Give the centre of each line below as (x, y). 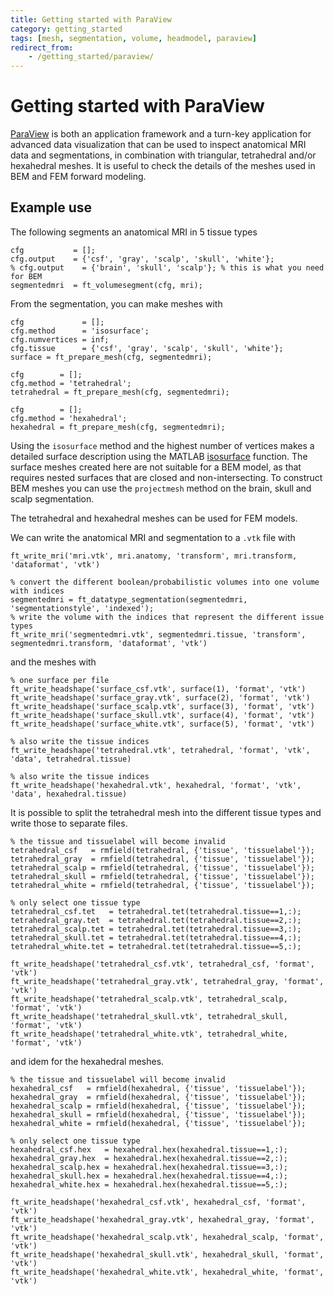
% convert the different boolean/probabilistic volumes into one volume (165, 582)
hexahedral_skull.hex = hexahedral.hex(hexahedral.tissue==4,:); (149, 1176)
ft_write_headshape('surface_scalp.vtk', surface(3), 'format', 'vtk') (162, 706)
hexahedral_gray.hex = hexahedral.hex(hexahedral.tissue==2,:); (149, 1158)
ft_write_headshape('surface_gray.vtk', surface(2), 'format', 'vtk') (160, 697)
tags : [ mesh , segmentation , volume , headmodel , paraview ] (133, 38)
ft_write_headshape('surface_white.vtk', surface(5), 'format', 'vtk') (162, 724)
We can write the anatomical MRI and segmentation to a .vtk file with (153, 537)
